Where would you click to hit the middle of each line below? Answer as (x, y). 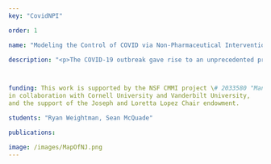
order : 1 (23, 30)
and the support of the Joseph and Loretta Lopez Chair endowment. (124, 103)
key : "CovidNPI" (35, 16)
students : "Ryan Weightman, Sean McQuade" (81, 118)
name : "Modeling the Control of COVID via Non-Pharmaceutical (115, 45)
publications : (32, 132)
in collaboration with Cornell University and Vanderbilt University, (129, 96)
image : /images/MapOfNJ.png (56, 147)
